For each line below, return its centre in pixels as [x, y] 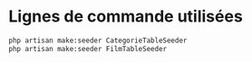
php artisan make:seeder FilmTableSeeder [88, 49]
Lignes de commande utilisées [126, 17]
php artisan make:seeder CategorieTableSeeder [98, 40]
